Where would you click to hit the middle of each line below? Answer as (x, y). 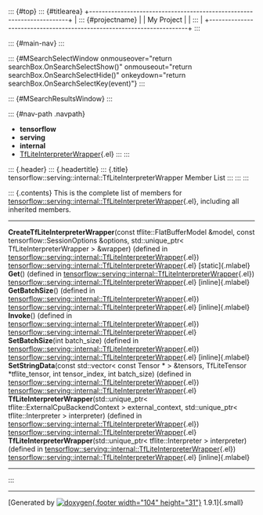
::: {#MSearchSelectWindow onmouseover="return (90, 58)
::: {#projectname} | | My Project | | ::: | (141, 20)
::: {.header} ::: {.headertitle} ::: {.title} (68, 169)
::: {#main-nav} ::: (36, 43)
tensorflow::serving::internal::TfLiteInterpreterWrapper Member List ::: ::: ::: (128, 177)
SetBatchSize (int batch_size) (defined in (74, 340)
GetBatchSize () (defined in (52, 290)
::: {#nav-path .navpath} (47, 114)
